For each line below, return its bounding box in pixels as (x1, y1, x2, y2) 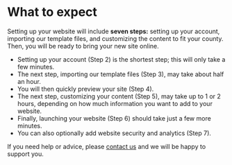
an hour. (17, 77, 42, 85)
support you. (7, 150, 44, 158)
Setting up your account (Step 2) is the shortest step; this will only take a (17, 55, 226, 63)
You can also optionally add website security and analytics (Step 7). (17, 129, 212, 137)
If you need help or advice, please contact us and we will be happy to (7, 142, 206, 150)
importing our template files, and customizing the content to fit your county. (7, 34, 224, 42)
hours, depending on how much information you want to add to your (17, 99, 213, 107)
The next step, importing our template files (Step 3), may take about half (17, 70, 224, 78)
